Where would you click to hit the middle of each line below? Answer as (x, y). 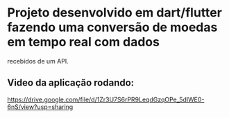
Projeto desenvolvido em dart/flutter (114, 13)
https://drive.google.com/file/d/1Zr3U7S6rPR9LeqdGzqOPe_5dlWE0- (106, 99)
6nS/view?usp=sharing (40, 107)
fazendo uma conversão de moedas (112, 27)
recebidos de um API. (38, 61)
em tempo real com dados (83, 42)
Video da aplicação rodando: (71, 83)
